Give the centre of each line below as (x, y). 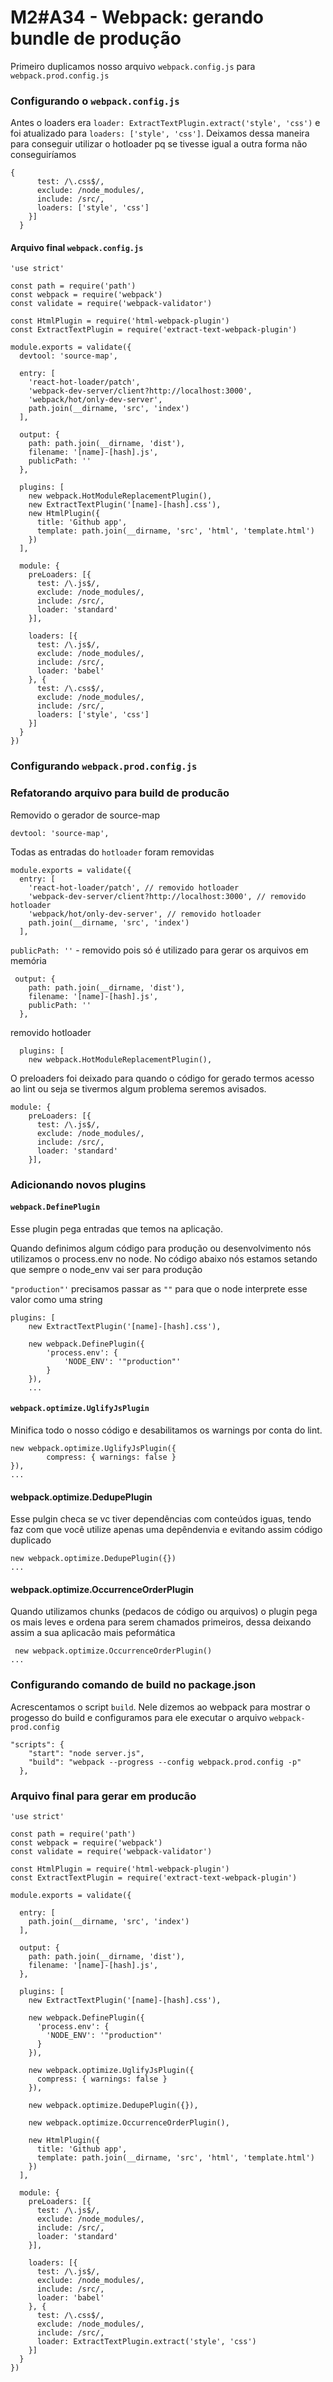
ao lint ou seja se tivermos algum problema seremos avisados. (138, 1088)
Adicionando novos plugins (78, 1184)
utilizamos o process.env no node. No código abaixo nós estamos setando (164, 1258)
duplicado (31, 1540)
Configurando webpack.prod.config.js (104, 766)
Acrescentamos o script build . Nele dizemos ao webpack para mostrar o (160, 1707)
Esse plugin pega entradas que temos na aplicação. (116, 1228)
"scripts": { (37, 1744)
